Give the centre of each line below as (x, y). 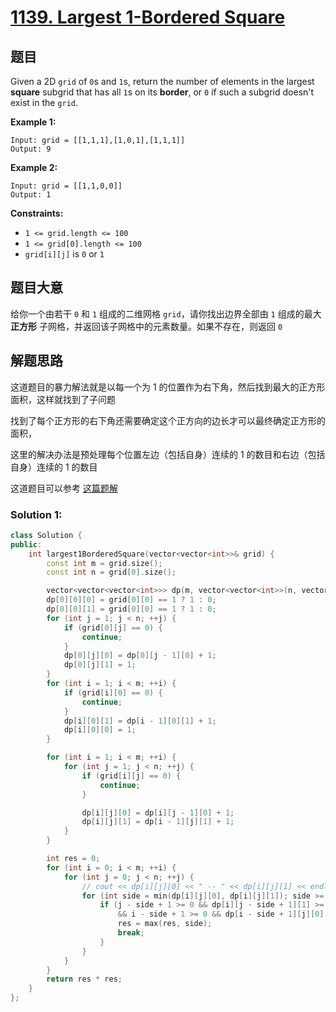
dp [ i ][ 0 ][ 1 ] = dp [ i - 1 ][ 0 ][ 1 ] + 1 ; (140, 721)
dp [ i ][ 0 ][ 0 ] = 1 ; (100, 730)
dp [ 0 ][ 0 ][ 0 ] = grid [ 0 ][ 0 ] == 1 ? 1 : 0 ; (131, 600)
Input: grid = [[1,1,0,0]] (66, 186)
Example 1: (33, 122)
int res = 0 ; (73, 859)
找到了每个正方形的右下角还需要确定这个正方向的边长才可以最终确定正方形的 (168, 420)
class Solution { (46, 535)
